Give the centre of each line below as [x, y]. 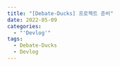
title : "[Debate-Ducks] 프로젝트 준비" [60, 13]
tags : [15, 39]
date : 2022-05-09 [32, 20]
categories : [24, 26]
